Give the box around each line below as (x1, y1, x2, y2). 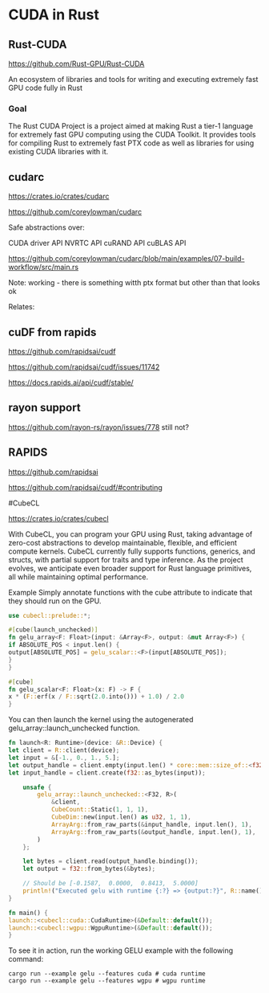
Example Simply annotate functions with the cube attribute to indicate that (8, 587, 253, 597)
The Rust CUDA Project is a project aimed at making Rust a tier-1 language (8, 121, 254, 131)
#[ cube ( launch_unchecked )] (8, 626, 98, 634)
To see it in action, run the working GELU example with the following (8, 946, 234, 955)
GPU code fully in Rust (8, 83, 82, 92)
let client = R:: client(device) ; (8, 746, 120, 754)
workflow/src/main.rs (8, 263, 78, 272)
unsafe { (22, 783, 52, 791)
